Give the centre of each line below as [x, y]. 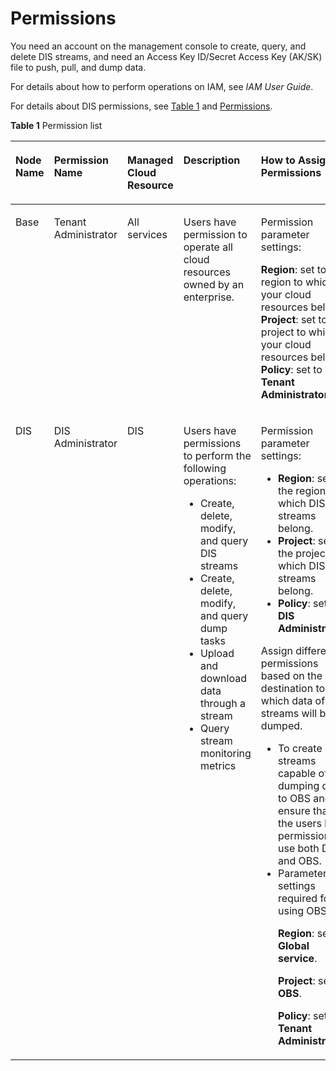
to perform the [217, 455]
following [205, 468]
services [147, 234]
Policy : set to [291, 369]
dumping [299, 785]
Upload [217, 653]
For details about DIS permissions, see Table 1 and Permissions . [141, 106]
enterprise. [209, 297]
